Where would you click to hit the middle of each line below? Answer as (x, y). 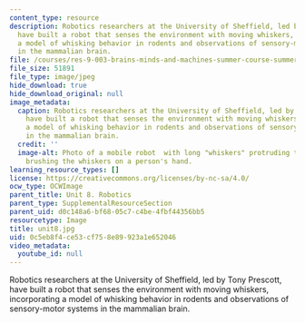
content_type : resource (54, 18)
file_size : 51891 (42, 69)
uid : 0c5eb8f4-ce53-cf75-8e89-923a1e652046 (93, 237)
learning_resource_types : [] (64, 170)
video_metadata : (40, 246)
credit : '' (38, 144)
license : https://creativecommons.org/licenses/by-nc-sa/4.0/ (129, 178)
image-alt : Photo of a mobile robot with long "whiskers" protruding (154, 152)
